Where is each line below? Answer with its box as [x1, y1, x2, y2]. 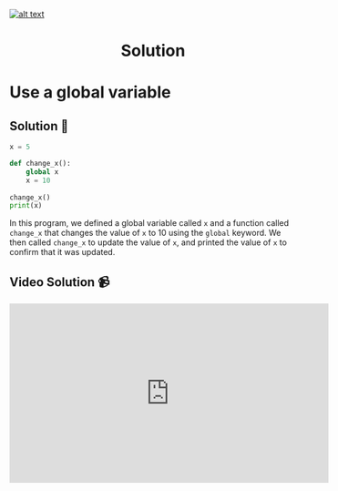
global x [26, 167, 59, 177]
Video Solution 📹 [9, 274, 110, 290]
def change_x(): [9, 159, 71, 169]
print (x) [9, 201, 43, 210]
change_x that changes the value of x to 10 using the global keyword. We [9, 228, 282, 239]
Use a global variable [9, 82, 171, 103]
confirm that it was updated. [9, 247, 116, 258]
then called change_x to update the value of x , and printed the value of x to [9, 237, 287, 248]
